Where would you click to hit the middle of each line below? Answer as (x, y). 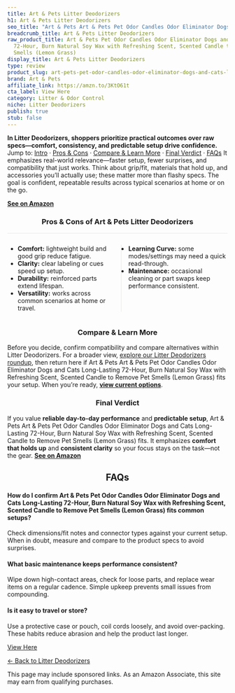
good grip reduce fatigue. (54, 255)
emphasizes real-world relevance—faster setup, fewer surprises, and (107, 160)
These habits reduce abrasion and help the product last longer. (98, 633)
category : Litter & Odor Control (56, 99)
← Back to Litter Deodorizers (49, 660)
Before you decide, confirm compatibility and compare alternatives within (113, 348)
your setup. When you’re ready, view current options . (85, 385)
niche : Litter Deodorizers (47, 105)
